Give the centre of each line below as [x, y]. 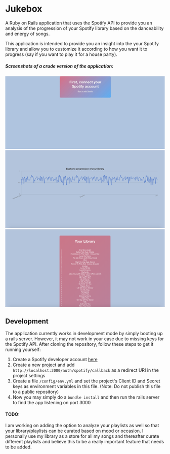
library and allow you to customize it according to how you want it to [76, 49]
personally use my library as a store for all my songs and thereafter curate [82, 436]
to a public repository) [36, 392]
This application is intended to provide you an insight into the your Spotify [82, 43]
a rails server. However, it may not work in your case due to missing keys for [85, 339]
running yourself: [23, 350]
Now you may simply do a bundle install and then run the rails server [86, 397]
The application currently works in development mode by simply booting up [84, 334]
